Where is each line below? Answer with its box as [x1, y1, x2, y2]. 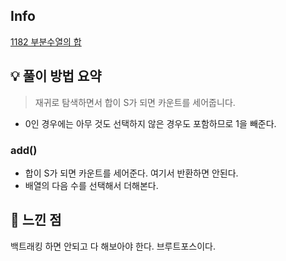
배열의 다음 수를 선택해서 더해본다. [24, 179, 159, 191]
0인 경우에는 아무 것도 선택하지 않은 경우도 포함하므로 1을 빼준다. [24, 117, 277, 129]
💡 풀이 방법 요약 [10, 68, 102, 85]
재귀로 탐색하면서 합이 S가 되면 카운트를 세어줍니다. [34, 96, 236, 108]
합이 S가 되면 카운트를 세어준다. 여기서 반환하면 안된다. [24, 167, 239, 179]
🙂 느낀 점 [10, 212, 62, 229]
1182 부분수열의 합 [10, 35, 82, 48]
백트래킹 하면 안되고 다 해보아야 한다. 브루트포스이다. [10, 240, 216, 252]
